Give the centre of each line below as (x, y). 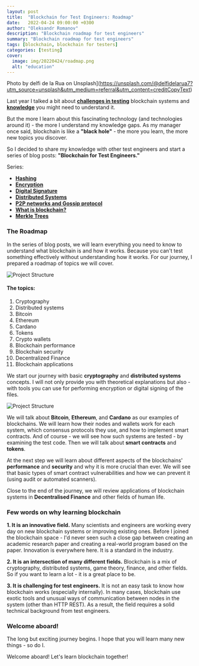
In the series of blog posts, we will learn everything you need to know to (94, 244)
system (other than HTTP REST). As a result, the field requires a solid (91, 604)
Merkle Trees (32, 216)
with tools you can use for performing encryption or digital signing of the (95, 388)
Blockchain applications (44, 364)
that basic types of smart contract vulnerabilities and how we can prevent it (99, 473)
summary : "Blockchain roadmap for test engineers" (70, 39)
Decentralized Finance (43, 358)
